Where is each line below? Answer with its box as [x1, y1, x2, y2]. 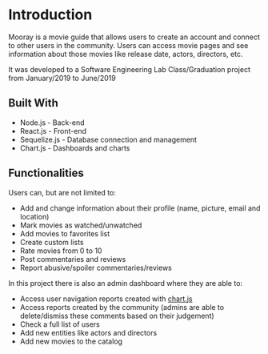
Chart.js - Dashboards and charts [19, 143, 130, 153]
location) [19, 211, 50, 221]
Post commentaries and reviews [19, 254, 126, 263]
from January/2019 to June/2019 [8, 73, 116, 82]
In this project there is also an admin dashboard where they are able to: [8, 278, 242, 288]
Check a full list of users [19, 319, 100, 329]
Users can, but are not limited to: [8, 187, 116, 197]
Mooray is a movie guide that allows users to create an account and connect [8, 32, 260, 42]
